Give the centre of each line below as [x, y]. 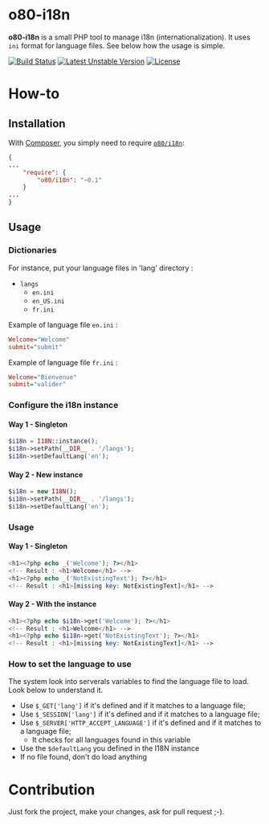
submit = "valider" [37, 385]
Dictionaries [33, 250]
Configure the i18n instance [63, 406]
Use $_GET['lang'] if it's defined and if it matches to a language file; [133, 706]
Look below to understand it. [56, 690]
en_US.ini [49, 301]
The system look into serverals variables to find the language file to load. [128, 682]
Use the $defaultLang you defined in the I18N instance [110, 748]
